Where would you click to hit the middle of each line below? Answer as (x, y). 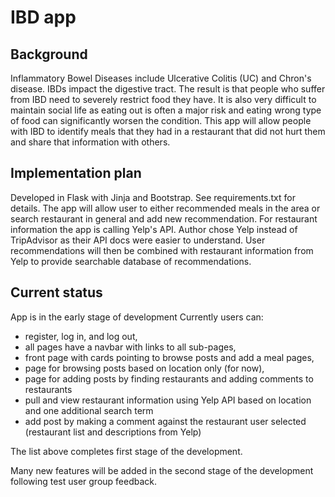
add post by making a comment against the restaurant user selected (165, 421)
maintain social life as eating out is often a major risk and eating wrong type (166, 110)
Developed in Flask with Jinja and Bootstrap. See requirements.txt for (153, 197)
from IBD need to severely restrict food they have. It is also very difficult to (163, 99)
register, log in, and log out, (81, 336)
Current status (56, 292)
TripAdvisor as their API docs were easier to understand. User (138, 240)
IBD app (43, 17)
